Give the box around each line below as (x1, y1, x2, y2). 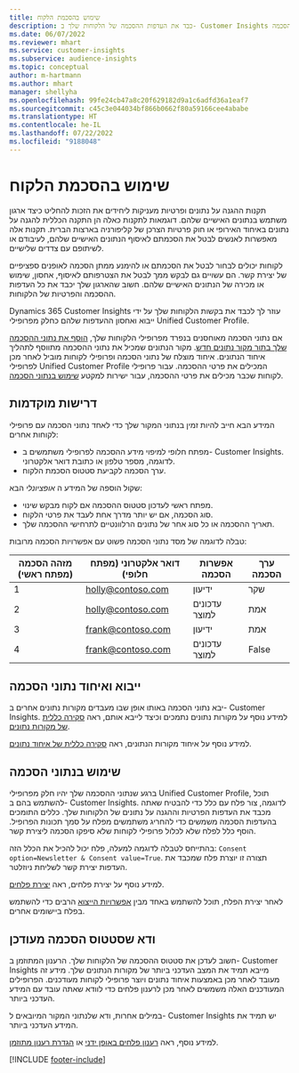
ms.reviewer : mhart (9, 37, 82, 47)
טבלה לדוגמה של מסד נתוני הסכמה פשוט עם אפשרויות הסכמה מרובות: (9, 536, 247, 546)
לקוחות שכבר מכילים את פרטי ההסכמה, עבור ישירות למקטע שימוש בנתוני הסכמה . (9, 370, 284, 381)
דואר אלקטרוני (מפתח (90, 557, 181, 569)
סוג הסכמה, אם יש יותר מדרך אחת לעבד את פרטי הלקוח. (21, 509, 214, 520)
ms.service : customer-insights (9, 46, 125, 55)
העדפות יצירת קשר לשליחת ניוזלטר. (9, 862, 128, 873)
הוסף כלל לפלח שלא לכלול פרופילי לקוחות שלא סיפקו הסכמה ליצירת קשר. (9, 826, 256, 836)
